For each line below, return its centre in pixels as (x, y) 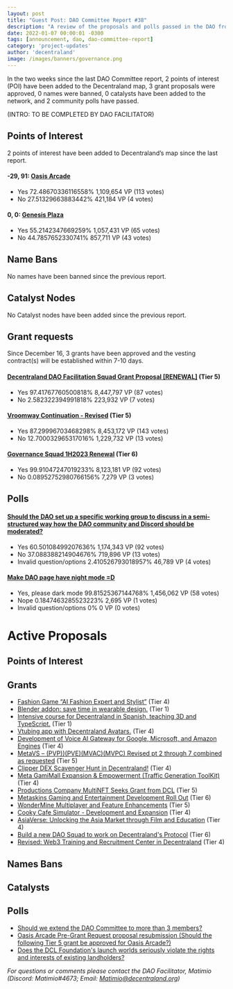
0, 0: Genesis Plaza (35, 215)
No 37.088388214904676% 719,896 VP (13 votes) (89, 554)
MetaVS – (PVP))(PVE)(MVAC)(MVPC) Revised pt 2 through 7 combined (120, 753)
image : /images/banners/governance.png (65, 59)
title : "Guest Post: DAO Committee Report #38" (77, 20)
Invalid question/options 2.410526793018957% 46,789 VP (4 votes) (114, 562)
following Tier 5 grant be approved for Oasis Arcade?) (94, 942)
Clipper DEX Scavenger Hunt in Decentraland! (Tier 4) (94, 768)
